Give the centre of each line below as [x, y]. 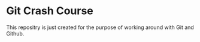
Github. [15, 33]
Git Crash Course [50, 11]
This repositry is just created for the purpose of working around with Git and [100, 27]
